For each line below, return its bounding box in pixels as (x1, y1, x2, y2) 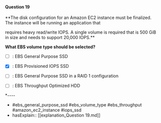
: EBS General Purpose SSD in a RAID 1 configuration (12, 73, 119, 79)
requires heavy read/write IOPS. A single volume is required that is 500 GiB (5, 29, 157, 35)
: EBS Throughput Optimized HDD (12, 83, 81, 89)
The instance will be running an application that (5, 20, 101, 26)
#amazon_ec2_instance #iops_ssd (12, 107, 82, 113)
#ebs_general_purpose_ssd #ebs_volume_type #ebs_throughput (12, 102, 142, 108)
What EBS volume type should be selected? (5, 44, 95, 50)
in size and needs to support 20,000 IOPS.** (5, 35, 95, 41)
